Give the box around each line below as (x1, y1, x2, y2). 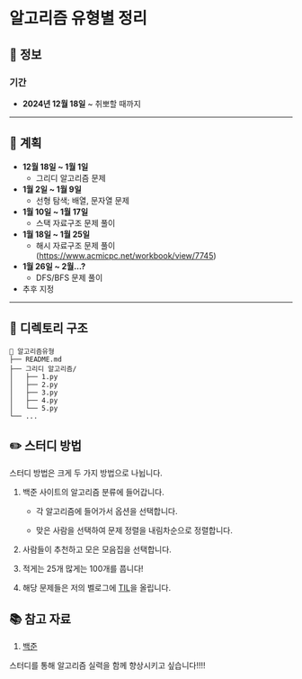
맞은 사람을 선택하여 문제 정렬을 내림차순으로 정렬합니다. (35, 525, 234, 536)
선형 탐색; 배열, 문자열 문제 (35, 195, 130, 205)
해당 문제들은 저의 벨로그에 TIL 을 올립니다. (22, 583, 172, 593)
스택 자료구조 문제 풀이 (35, 217, 116, 228)
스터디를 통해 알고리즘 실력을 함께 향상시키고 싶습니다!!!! (9, 660, 206, 671)
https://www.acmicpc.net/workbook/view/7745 (39, 249, 214, 261)
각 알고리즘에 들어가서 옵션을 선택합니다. (35, 506, 178, 517)
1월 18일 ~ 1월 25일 (22, 229, 90, 240)
